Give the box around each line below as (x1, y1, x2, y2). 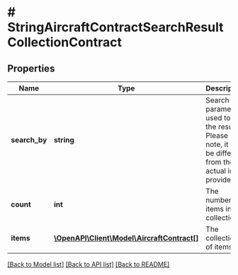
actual (205, 166, 227, 175)
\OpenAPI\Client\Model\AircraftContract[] (54, 233, 199, 242)
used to (205, 113, 231, 122)
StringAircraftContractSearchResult (7, 19, 224, 35)
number (205, 195, 232, 205)
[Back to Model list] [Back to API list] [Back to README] (7, 260, 170, 269)
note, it (205, 139, 229, 149)
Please (205, 131, 229, 140)
